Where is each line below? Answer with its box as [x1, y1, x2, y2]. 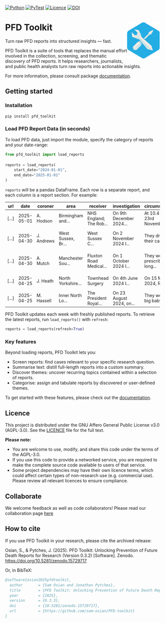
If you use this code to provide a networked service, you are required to [12, 457, 158, 463]
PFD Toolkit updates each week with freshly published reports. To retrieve [5, 311, 155, 317]
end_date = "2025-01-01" [14, 173, 60, 178]
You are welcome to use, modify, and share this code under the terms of [12, 446, 159, 453]
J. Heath [36, 278, 54, 284]
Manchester [58, 255, 83, 261]
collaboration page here [5, 510, 54, 517]
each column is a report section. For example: [5, 192, 98, 198]
